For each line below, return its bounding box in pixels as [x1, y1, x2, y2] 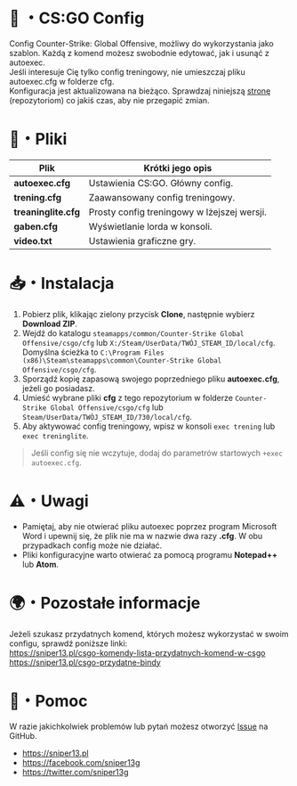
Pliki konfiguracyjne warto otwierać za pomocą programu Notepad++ [21, 549, 278, 560]
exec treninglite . [21, 430, 89, 441]
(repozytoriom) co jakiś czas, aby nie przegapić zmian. [9, 94, 211, 105]
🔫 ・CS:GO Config [9, 8, 145, 29]
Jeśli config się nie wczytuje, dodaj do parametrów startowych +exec [30, 447, 283, 458]
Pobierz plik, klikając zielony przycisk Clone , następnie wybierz [21, 308, 255, 319]
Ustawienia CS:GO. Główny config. [88, 176, 234, 189]
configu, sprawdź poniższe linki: [9, 638, 128, 649]
